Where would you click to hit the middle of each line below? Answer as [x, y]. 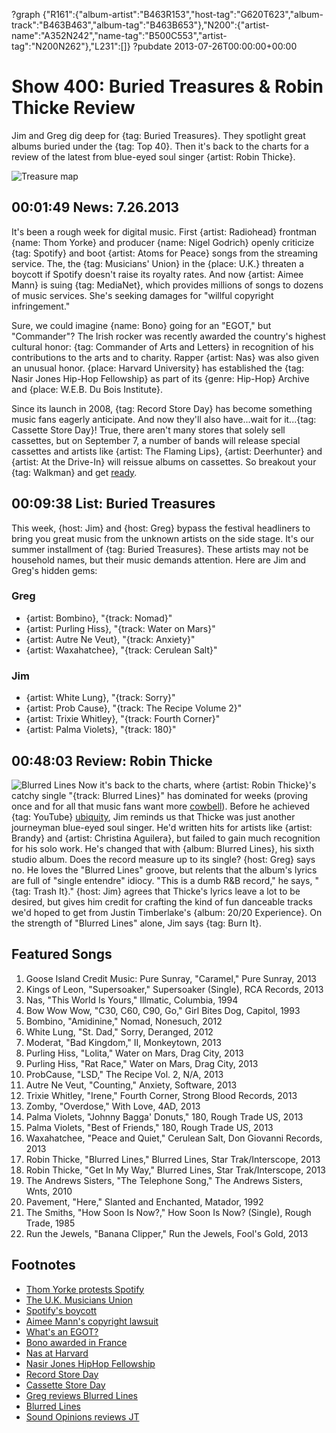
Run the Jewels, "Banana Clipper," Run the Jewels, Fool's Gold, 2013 [167, 1233]
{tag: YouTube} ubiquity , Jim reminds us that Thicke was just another [153, 816]
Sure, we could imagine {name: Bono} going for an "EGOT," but [141, 325]
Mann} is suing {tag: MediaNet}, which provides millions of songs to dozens [167, 285]
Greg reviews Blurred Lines [82, 1395]
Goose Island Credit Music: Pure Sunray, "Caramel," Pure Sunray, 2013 [171, 978]
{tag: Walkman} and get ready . [74, 472]
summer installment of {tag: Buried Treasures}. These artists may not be [160, 549]
